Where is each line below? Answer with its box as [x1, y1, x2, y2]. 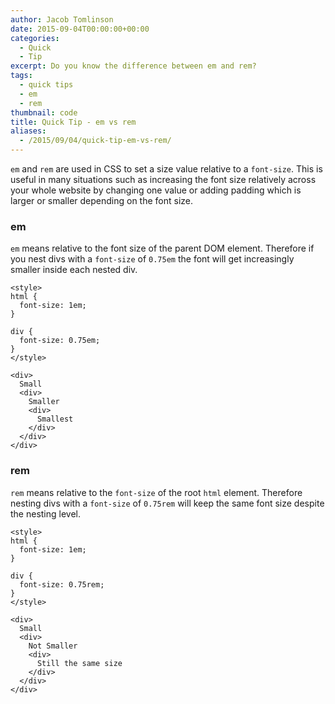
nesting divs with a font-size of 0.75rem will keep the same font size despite [10, 497, 325, 509]
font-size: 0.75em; [19, 336, 101, 346]
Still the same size [36, 658, 123, 668]
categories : [10, 33, 60, 43]
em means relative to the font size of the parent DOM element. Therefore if [10, 242, 315, 255]
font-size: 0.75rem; [19, 579, 105, 590]
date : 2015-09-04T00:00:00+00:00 [10, 24, 150, 34]
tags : [10, 71, 33, 81]
